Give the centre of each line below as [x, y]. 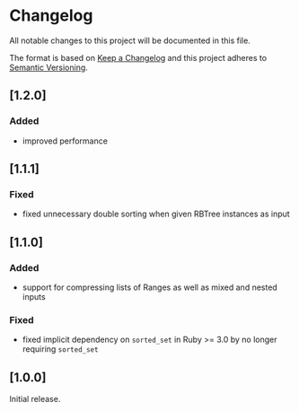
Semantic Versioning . [48, 67]
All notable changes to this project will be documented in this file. [130, 40]
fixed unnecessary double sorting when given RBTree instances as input [156, 214]
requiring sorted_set [60, 349]
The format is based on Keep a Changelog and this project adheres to [138, 57]
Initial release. [35, 399]
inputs [34, 297]
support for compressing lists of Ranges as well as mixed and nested [150, 287]
